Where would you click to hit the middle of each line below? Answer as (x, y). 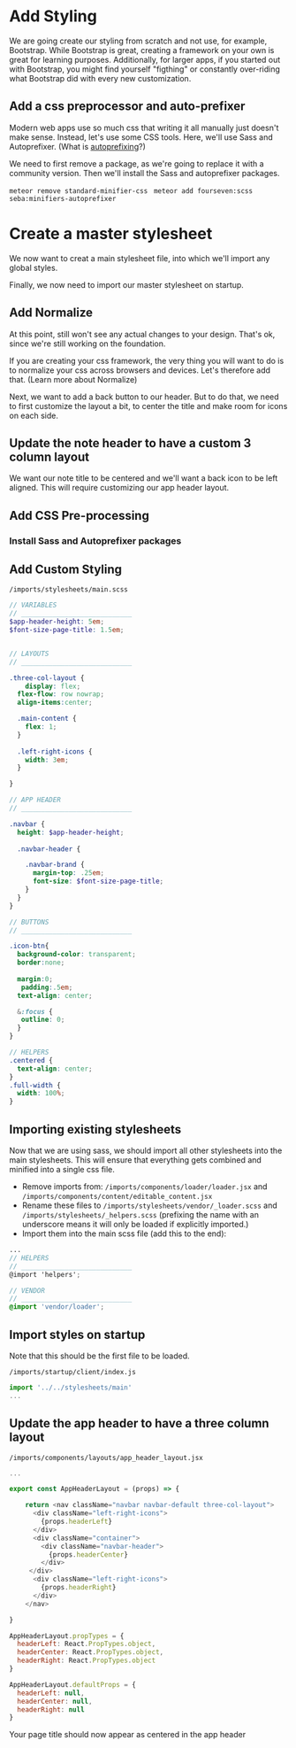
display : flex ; (53, 686)
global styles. (34, 267)
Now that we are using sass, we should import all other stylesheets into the (146, 1150)
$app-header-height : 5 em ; (57, 622)
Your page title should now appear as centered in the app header (127, 1735)
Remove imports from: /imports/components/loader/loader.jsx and (144, 1187)
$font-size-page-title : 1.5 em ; (67, 630)
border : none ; (41, 963)
